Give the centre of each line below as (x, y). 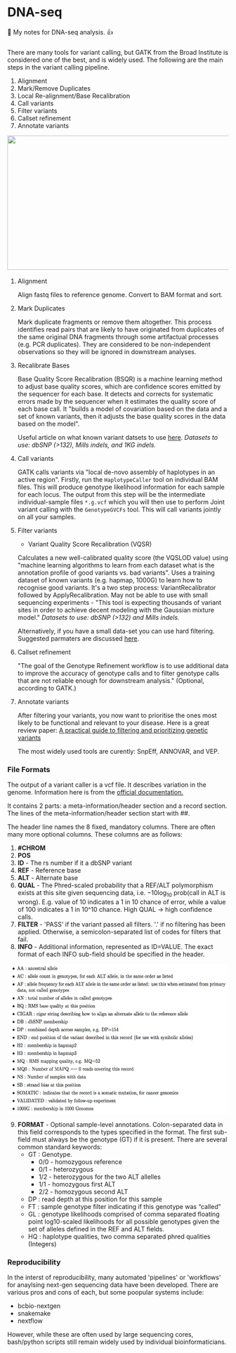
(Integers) (42, 1243)
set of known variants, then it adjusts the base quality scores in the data (122, 416)
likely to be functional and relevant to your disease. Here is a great (113, 723)
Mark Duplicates (41, 308)
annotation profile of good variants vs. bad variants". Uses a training (116, 573)
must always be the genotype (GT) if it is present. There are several (130, 1139)
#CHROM (31, 848)
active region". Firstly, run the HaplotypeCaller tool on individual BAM (118, 479)
